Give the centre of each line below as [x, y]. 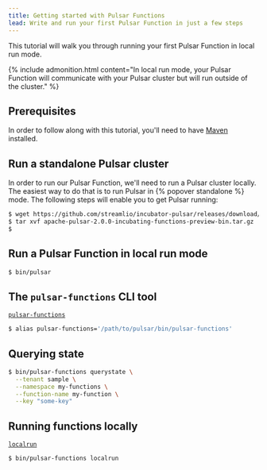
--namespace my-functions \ [62, 387]
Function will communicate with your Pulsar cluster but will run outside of [128, 78]
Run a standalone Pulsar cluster [89, 164]
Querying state [46, 354]
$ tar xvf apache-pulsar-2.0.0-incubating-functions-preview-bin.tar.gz [131, 222]
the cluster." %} [34, 86]
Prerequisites [42, 111]
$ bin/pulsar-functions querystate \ [71, 372]
